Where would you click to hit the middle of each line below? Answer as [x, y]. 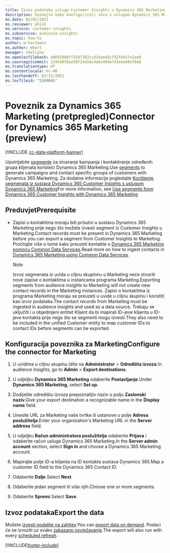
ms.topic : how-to [24, 39]
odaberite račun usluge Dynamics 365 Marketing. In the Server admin [85, 441]
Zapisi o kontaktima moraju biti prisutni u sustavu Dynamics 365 [79, 222]
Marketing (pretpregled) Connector [80, 116]
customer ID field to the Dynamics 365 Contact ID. [65, 467]
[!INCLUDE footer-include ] [32, 545]
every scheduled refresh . [31, 536]
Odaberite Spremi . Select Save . [45, 497]
